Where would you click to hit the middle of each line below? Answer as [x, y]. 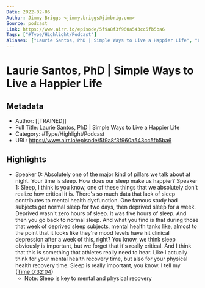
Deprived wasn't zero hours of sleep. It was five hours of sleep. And [101, 213]
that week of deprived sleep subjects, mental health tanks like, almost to [106, 226]
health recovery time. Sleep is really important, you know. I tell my [98, 265]
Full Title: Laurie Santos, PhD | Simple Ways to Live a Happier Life [97, 127]
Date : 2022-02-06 [28, 12]
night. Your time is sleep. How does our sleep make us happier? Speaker [106, 180]
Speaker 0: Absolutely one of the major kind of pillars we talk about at [103, 174]
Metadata [25, 106]
